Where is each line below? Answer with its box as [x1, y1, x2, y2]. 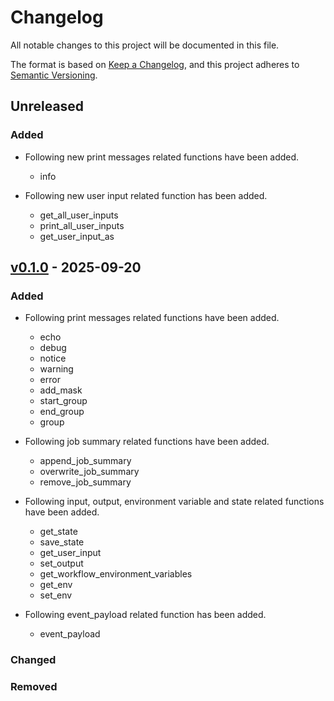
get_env [39, 579, 73, 591]
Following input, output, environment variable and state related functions [24, 496, 325, 508]
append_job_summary [39, 455, 132, 467]
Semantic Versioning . [10, 69, 98, 81]
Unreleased [10, 98, 85, 115]
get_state [39, 526, 78, 538]
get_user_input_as [39, 230, 115, 242]
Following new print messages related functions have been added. [24, 151, 300, 163]
